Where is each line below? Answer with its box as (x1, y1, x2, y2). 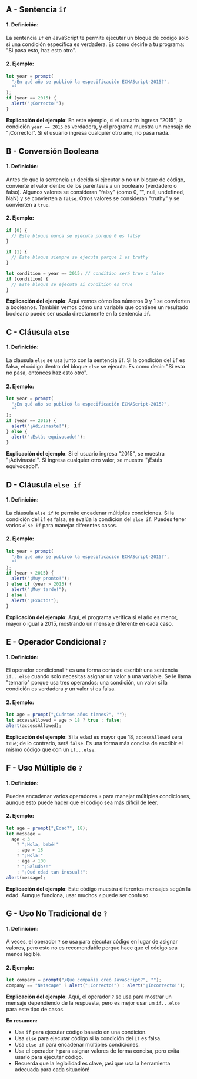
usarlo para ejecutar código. (14, 1054, 84, 1061)
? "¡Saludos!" (16, 864, 51, 869)
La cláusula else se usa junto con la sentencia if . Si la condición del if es (6, 357, 185, 364)
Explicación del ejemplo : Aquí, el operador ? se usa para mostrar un (6, 993, 172, 1000)
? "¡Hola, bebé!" (16, 842, 59, 848)
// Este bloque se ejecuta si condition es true (11, 281, 133, 287)
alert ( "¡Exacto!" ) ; (11, 597, 59, 603)
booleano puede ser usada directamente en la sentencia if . (6, 310, 151, 317)
